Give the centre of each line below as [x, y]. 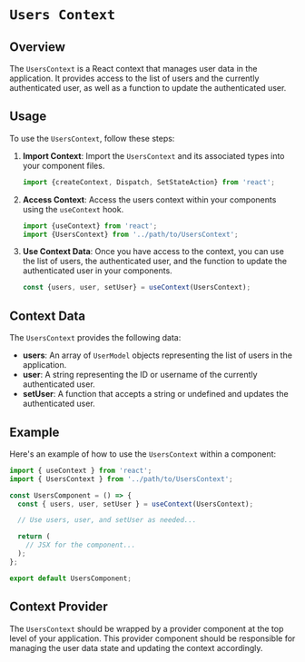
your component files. [64, 165]
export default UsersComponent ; [70, 578]
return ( [34, 537]
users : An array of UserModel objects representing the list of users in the [157, 355]
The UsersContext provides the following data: [95, 338]
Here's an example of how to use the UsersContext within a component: [143, 454]
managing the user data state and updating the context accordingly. [136, 647]
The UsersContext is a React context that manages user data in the [133, 69]
